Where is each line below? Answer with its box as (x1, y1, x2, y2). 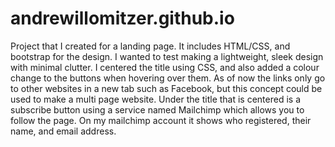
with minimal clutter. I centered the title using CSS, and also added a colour (10, 61, 320, 73)
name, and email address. (10, 125, 117, 137)
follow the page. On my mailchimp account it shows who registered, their (10, 114, 312, 126)
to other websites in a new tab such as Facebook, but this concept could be (10, 82, 323, 94)
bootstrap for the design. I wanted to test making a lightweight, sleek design (10, 50, 324, 62)
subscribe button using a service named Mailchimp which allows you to (10, 103, 305, 116)
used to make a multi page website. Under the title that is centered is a (10, 93, 302, 105)
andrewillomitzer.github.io (10, 7, 235, 30)
